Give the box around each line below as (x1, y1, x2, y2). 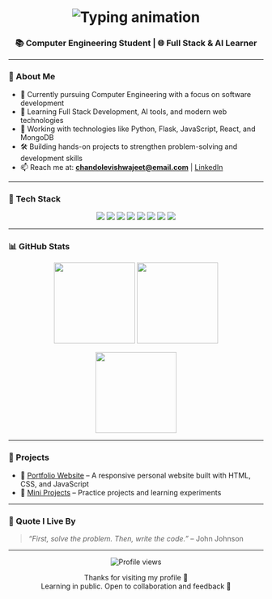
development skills (19, 153, 83, 163)
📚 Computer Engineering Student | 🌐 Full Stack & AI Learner (15, 37, 257, 49)
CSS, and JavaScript (19, 478, 89, 489)
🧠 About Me (8, 71, 56, 83)
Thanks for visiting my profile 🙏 (83, 572, 189, 582)
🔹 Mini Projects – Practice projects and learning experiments (19, 487, 222, 497)
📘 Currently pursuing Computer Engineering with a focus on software (19, 89, 252, 99)
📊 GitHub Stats (8, 241, 70, 252)
